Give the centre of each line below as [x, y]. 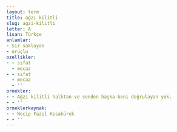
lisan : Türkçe [24, 35]
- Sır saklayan [25, 46]
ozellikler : [21, 57]
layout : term [23, 12]
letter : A [19, 29]
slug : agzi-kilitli [31, 23]
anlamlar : [19, 40]
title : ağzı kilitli [32, 18]
